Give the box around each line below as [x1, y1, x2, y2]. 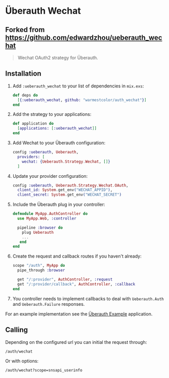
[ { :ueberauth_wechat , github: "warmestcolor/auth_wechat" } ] [17, 97, 147, 103]
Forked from [5, 25, 45, 34]
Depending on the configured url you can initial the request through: [5, 339, 147, 345]
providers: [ [17, 154, 45, 160]
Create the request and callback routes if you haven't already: [12, 253, 142, 259]
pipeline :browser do [17, 225, 63, 230]
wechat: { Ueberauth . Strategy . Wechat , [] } [22, 159, 110, 164]
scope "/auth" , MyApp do [12, 263, 65, 268]
